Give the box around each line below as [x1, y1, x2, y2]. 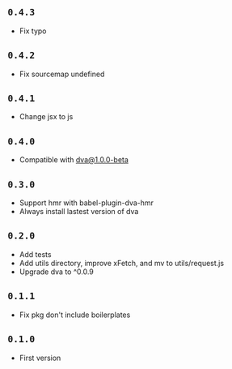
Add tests [19, 249, 52, 259]
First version [19, 353, 61, 363]
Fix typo [19, 26, 47, 36]
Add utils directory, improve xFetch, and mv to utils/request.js [19, 258, 224, 268]
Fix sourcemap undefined [19, 69, 105, 79]
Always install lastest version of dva [19, 207, 139, 217]
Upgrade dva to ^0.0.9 [19, 267, 95, 277]
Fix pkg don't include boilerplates [19, 310, 131, 320]
